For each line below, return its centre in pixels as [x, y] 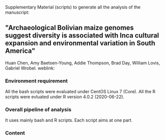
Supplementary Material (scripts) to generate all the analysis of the [73, 7]
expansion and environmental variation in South [80, 43]
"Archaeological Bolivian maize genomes [69, 28]
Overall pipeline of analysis [38, 109]
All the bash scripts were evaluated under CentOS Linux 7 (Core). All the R [80, 92]
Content [15, 133]
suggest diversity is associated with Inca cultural [82, 36]
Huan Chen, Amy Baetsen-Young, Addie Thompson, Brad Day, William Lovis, [82, 63]
